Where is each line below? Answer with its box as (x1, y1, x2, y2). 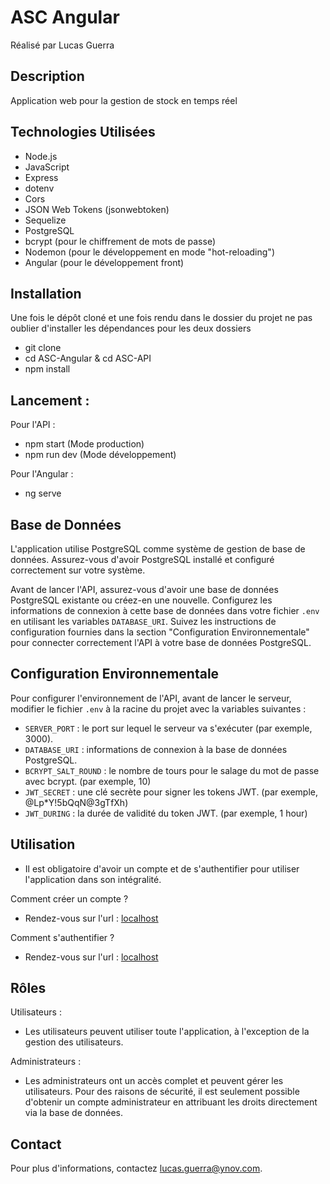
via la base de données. (24, 1107, 124, 1119)
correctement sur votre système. (10, 564, 146, 576)
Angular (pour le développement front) (24, 256, 185, 268)
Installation (10, 285, 82, 302)
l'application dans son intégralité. (24, 873, 162, 885)
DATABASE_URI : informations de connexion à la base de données (24, 743, 288, 755)
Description (10, 68, 85, 85)
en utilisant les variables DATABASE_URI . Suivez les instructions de (10, 616, 277, 627)
